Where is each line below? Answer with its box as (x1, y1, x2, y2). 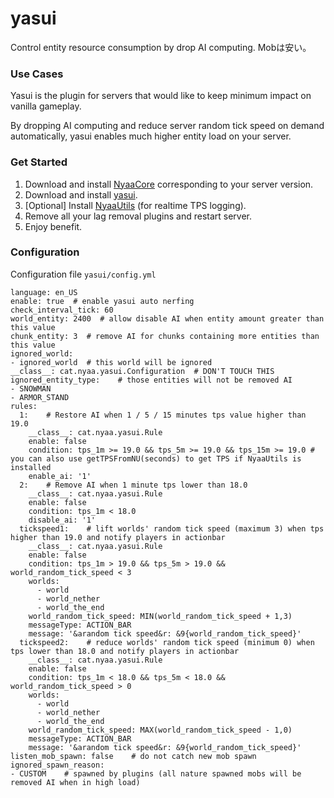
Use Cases (10, 67, 64, 81)
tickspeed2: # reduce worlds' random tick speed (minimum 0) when (19, 637, 315, 647)
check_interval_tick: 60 (10, 305, 114, 315)
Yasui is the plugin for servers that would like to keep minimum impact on (10, 90, 312, 102)
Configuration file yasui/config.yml (10, 268, 157, 280)
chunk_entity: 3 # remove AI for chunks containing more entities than (10, 331, 320, 341)
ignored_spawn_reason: (10, 760, 105, 770)
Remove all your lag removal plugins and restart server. (24, 210, 253, 222)
